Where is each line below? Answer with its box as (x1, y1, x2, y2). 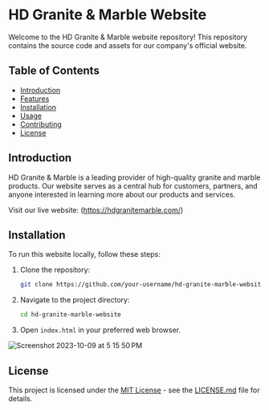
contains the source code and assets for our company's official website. (8, 40, 247, 50)
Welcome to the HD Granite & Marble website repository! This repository (8, 32, 247, 42)
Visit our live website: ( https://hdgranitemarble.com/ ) (8, 205, 184, 214)
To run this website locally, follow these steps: (8, 250, 161, 259)
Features (19, 94, 50, 104)
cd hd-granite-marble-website (19, 311, 122, 319)
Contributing (19, 119, 62, 129)
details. (8, 393, 33, 403)
